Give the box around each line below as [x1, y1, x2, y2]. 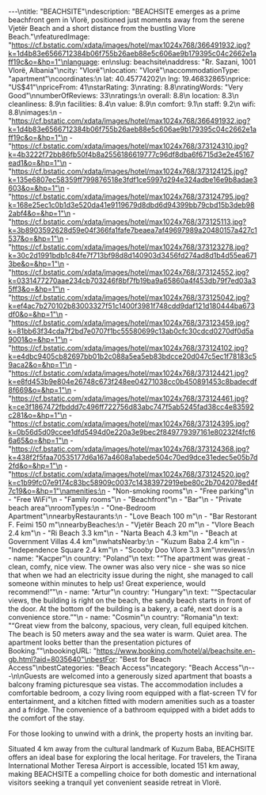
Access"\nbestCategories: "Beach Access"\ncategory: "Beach [8, 663, 213, 672]
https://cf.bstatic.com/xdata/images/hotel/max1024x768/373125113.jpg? [11, 217, 247, 226]
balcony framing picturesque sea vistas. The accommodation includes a [8, 680, 244, 689]
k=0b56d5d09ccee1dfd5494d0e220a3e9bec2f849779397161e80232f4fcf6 [8, 428, 256, 436]
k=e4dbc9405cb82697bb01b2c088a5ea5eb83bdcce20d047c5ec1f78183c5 [8, 352, 257, 361]
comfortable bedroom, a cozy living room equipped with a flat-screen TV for [8, 688, 257, 698]
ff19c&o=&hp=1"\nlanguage [8, 57, 98, 67]
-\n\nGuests [8, 671, 47, 680]
